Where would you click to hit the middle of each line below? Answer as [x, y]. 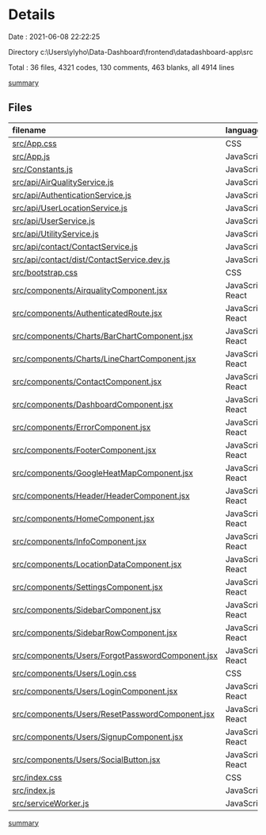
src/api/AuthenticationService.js [72, 194]
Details [32, 15]
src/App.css [34, 143]
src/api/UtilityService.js [55, 233]
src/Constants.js [43, 169]
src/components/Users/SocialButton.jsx [86, 760]
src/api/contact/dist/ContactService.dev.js [91, 260]
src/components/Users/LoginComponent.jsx [95, 691]
